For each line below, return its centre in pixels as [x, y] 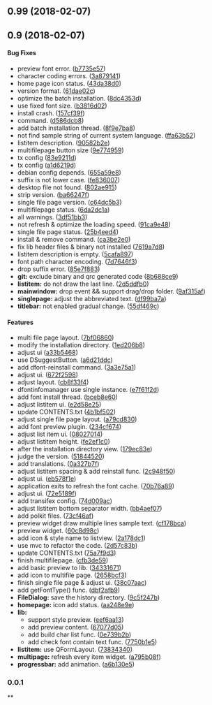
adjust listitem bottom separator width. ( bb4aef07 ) [90, 509]
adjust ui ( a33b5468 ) [48, 353]
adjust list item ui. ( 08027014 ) [60, 434]
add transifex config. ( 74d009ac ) [65, 501]
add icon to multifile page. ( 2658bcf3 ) [72, 575]
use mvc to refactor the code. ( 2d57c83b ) [77, 546]
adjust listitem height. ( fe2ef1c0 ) [63, 442]
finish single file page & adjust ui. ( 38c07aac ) [82, 583]
